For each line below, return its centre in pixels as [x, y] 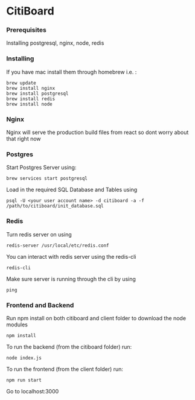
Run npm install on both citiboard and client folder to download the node [96, 318]
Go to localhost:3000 [33, 391]
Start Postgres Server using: [41, 168]
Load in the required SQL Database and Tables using [72, 190]
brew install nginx [31, 88]
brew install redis [31, 99]
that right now [24, 139]
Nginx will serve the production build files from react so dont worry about [97, 132]
